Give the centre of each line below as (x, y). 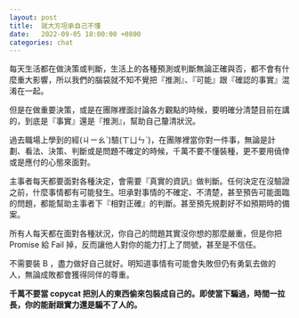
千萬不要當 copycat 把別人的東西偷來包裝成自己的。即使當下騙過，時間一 (143, 294)
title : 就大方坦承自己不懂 (55, 26)
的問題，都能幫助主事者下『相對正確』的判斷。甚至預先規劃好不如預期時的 (145, 204)
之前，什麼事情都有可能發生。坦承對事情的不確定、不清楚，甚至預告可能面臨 (149, 192)
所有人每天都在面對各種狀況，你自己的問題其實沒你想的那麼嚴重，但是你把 (145, 233)
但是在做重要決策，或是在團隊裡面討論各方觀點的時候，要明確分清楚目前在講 (149, 110)
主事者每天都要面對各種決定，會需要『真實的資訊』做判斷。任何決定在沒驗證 (149, 181)
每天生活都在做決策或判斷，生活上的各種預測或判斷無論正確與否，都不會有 (145, 69)
